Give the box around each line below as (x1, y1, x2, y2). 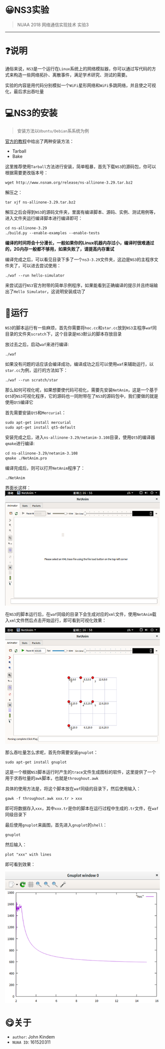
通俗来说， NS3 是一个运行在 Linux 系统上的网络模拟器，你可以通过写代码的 (5, 65, 152, 71)
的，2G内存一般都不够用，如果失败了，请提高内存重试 (5, 246, 114, 252)
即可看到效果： (5, 861, 35, 867)
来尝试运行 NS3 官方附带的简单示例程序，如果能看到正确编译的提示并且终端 (5, 282, 154, 288)
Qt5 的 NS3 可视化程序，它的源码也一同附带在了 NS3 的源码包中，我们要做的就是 (5, 393, 159, 399)
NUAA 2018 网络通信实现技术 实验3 (17, 22, 89, 28)
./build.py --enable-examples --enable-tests (5, 230, 100, 235)
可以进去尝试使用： (22, 262, 61, 268)
